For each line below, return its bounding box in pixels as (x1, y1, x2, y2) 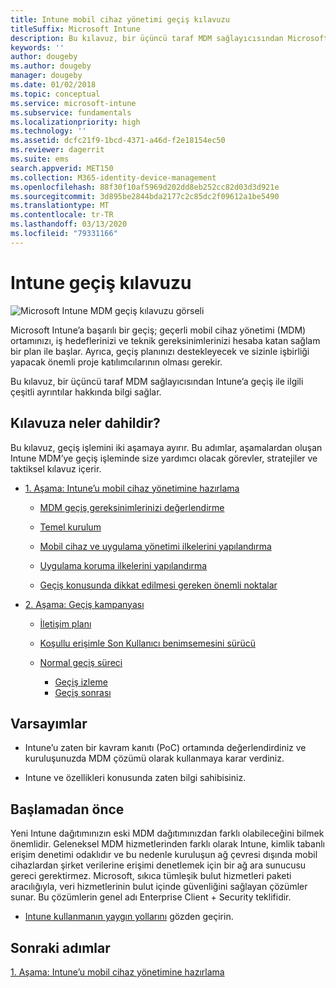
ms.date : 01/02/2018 (10, 80, 97, 90)
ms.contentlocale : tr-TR (10, 210, 114, 220)
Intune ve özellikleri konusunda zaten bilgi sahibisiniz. (24, 772, 247, 784)
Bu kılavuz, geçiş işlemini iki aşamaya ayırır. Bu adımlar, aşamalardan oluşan (10, 441, 323, 453)
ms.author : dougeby (10, 61, 92, 71)
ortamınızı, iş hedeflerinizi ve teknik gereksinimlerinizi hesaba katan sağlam (10, 334, 321, 346)
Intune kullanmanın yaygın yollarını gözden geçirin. (24, 911, 234, 923)
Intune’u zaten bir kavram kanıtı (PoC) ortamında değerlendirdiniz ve (24, 742, 307, 754)
